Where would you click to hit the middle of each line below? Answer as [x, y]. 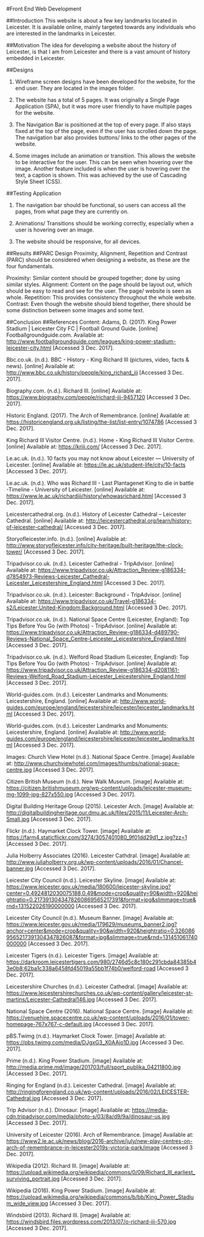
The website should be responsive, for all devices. [78, 242]
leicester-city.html [29, 348]
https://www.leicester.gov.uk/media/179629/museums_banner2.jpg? [92, 924]
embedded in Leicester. [36, 58]
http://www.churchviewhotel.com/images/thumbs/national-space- [97, 763]
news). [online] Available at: [41, 366]
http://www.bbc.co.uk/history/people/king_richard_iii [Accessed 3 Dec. [95, 372]
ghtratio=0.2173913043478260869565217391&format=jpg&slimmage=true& [101, 899]
